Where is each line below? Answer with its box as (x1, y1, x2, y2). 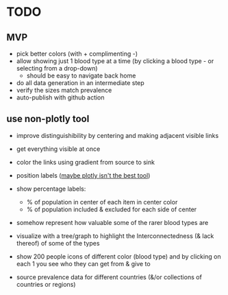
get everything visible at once (16, 145, 101, 153)
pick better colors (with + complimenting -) (16, 49, 138, 58)
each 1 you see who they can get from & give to (16, 259, 151, 268)
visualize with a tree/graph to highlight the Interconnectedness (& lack (16, 231, 214, 240)
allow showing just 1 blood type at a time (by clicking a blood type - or (16, 57, 214, 65)
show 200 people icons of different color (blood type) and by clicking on (16, 252, 221, 261)
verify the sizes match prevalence (16, 86, 112, 94)
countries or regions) (16, 280, 76, 288)
